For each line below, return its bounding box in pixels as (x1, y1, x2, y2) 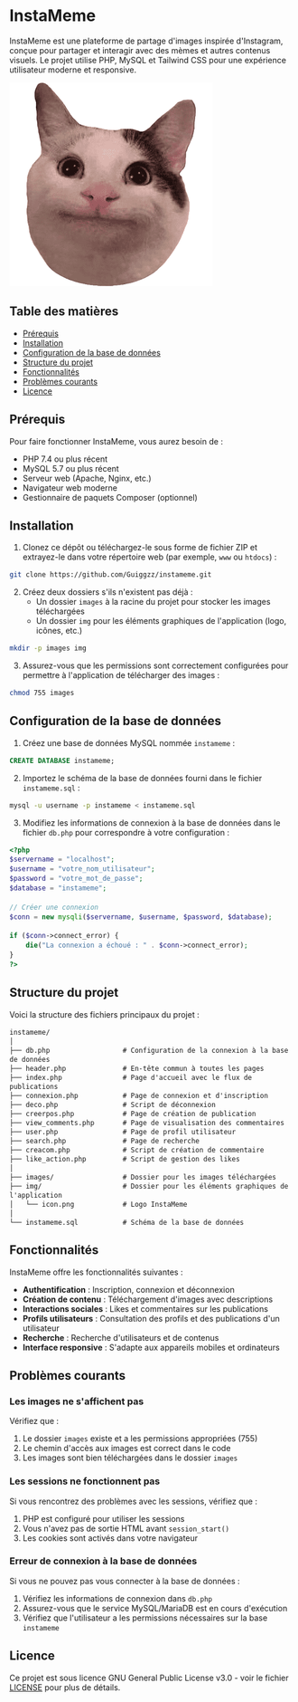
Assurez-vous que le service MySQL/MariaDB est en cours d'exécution (22, 1602, 288, 1613)
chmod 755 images (9, 689, 75, 698)
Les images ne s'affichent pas (9, 1395, 144, 1408)
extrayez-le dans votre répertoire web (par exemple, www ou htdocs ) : (22, 551, 277, 562)
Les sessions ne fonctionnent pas (9, 1475, 161, 1487)
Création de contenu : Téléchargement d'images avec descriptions (22, 1294, 274, 1305)
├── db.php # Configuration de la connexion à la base (9, 1046, 289, 1055)
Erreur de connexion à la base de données (9, 1554, 198, 1567)
